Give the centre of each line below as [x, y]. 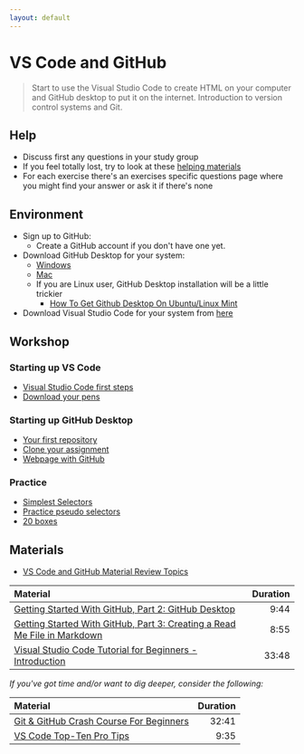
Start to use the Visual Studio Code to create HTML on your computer [161, 88]
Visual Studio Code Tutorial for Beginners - [105, 650]
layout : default [40, 18]
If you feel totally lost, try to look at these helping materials [132, 167]
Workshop [39, 342]
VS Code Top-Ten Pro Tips [71, 736]
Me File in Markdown [58, 635]
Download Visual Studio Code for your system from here [128, 313]
